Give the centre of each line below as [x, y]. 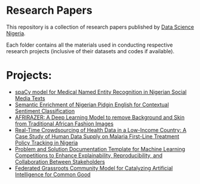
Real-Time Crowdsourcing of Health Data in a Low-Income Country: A [101, 130]
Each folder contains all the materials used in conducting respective [90, 45]
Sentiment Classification [45, 111]
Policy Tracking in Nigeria [46, 142]
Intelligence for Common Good [53, 174]
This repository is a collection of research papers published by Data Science [100, 27]
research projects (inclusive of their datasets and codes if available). [90, 51]
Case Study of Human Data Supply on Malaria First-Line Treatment [97, 136]
